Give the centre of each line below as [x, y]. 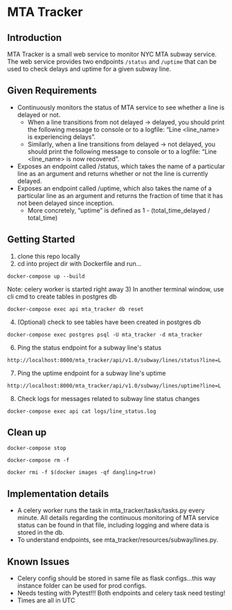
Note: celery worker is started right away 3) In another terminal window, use [116, 289]
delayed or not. [39, 114]
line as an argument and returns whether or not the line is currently [113, 173]
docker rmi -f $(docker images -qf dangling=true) [82, 473]
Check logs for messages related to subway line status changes [108, 398]
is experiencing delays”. [61, 136]
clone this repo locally [49, 256]
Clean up [27, 432]
